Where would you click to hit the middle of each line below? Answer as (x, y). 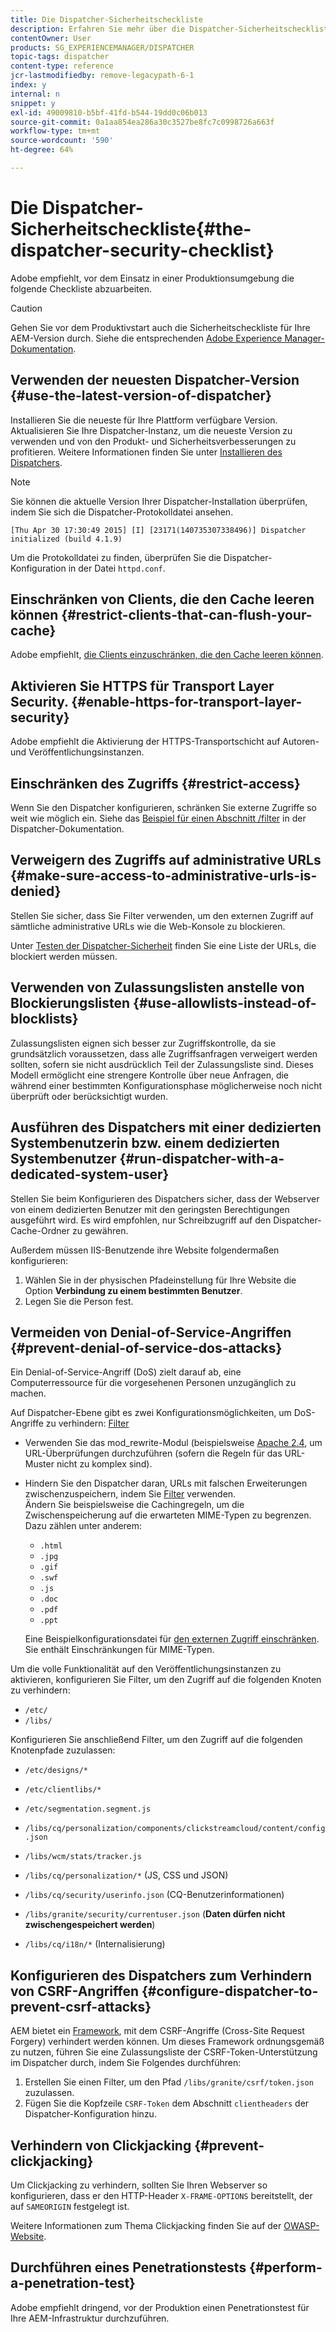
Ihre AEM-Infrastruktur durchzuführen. (90, 2318)
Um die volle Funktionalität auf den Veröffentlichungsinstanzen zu (146, 1669)
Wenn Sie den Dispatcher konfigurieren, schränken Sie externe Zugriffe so (163, 808)
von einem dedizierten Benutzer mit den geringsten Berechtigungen (150, 1209)
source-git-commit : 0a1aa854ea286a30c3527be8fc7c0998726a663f (142, 122)
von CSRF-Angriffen (74, 1991)
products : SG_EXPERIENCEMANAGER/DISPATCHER (102, 47)
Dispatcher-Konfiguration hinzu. (90, 2114)
